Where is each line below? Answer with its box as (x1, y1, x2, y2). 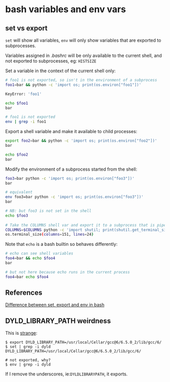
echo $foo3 (5, 213, 28, 218)
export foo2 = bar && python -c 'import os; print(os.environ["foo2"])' (5, 138, 157, 143)
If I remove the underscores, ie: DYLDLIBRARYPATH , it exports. (5, 371, 128, 377)
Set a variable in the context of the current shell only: (5, 68, 116, 74)
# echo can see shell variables (5, 251, 73, 256)
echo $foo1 (5, 101, 28, 106)
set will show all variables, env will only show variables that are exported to (5, 37, 161, 43)
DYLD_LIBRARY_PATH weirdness (5, 316, 111, 325)
